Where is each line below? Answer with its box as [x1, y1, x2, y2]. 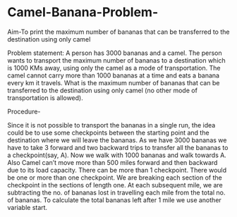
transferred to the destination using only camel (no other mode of [7, 86, 197, 94]
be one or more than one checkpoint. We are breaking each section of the [7, 173, 222, 182]
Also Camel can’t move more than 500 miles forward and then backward [7, 158, 218, 166]
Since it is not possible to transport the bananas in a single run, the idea [7, 120, 216, 129]
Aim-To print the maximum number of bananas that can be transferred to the [7, 27, 230, 36]
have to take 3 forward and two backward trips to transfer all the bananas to [7, 143, 229, 151]
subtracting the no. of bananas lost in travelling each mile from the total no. [7, 188, 226, 197]
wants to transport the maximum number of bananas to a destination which [7, 56, 226, 64]
